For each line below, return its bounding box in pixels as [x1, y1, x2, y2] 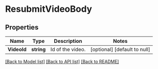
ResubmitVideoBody [5, 3, 92, 15]
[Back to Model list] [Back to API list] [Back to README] [5, 59, 119, 65]
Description [54, 38, 82, 44]
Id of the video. [50, 46, 86, 53]
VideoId [7, 46, 27, 53]
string [31, 46, 46, 53]
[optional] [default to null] [90, 46, 151, 53]
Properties [5, 23, 39, 32]
